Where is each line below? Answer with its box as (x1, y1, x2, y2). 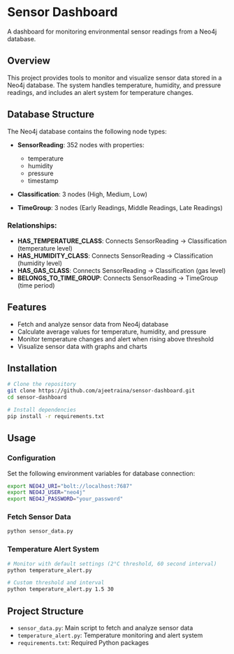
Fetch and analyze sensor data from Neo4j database (17, 320, 169, 328)
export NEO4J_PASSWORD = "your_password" (7, 496, 124, 503)
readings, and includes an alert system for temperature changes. (7, 88, 194, 96)
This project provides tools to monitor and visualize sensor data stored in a (7, 73, 222, 82)
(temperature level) (17, 244, 73, 252)
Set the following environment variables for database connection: (7, 469, 196, 477)
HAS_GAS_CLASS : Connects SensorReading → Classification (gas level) (17, 266, 226, 274)
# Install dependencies (7, 406, 77, 414)
